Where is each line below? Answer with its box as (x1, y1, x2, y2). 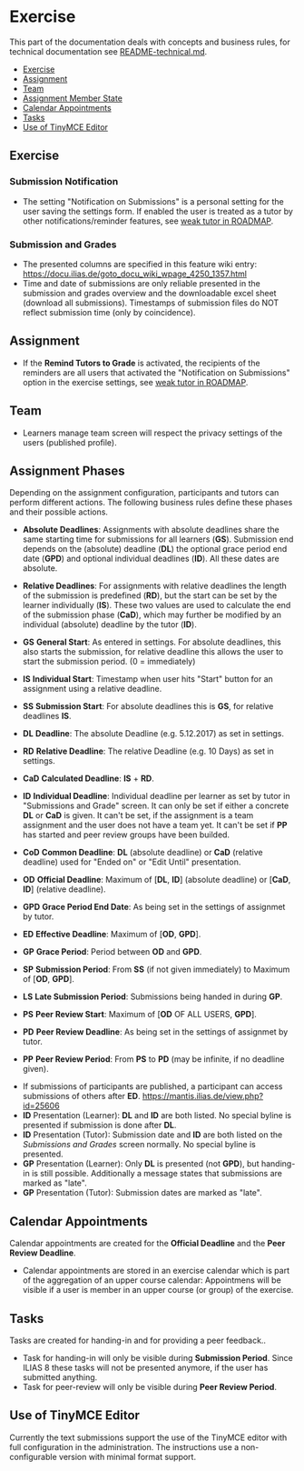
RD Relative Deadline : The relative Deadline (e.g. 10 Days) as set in (22, 746, 274, 756)
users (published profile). (22, 436, 117, 447)
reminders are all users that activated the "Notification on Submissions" (22, 366, 290, 378)
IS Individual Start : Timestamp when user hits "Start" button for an (22, 674, 274, 685)
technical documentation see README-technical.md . (9, 45, 208, 56)
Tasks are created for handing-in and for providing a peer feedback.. (9, 1335, 266, 1346)
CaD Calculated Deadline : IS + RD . (22, 773, 154, 784)
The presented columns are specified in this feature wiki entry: (22, 258, 257, 269)
